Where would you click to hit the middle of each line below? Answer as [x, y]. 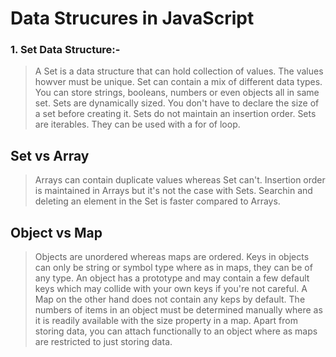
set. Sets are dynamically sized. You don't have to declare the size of [177, 103]
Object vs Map [56, 232]
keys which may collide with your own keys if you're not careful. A [171, 289]
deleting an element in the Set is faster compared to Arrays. [157, 201]
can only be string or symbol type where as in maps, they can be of [173, 268]
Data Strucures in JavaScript [132, 18]
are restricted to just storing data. [103, 342]
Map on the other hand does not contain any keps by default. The [170, 299]
